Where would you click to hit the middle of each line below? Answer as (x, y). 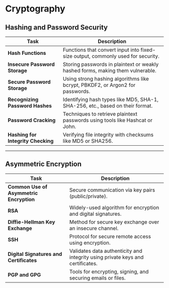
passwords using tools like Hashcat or (107, 120)
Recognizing (23, 100)
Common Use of (28, 186)
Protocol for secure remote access (110, 236)
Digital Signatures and (35, 254)
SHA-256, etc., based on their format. (108, 106)
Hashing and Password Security (57, 27)
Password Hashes (30, 106)
